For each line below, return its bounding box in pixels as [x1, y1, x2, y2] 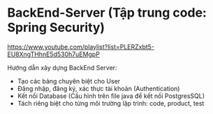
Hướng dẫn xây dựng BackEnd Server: [7, 63, 117, 72]
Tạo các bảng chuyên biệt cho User [17, 76, 121, 85]
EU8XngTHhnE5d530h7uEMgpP [7, 50, 100, 58]
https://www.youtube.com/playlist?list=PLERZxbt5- [7, 42, 155, 51]
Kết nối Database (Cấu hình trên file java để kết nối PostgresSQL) [17, 92, 205, 100]
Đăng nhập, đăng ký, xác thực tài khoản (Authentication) [17, 84, 180, 92]
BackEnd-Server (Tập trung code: [7, 5, 207, 21]
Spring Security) [7, 19, 105, 35]
